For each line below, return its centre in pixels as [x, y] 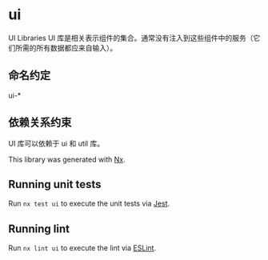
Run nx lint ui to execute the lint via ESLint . [82, 248]
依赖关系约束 [40, 123]
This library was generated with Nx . [67, 159]
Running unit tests [55, 184]
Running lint [39, 228]
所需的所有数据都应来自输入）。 [66, 48]
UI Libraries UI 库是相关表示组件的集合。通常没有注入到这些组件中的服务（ [131, 38]
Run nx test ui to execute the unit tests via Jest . [89, 204]
